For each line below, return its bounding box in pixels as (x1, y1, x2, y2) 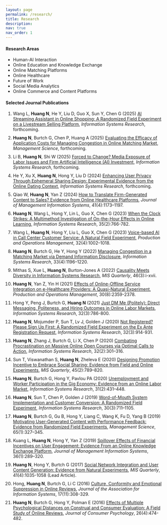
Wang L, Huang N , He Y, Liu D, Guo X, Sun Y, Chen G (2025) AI (12, 111, 142, 117)
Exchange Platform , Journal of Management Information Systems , (12, 448, 149, 454)
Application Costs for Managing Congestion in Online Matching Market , (12, 140, 159, 146)
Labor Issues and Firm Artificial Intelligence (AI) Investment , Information (12, 159, 160, 165)
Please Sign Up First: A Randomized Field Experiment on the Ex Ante (12, 324, 153, 330)
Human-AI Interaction (12, 57, 57, 63)
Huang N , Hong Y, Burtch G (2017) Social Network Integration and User (12, 462, 159, 468)
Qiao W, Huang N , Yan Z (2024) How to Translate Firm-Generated (12, 192, 148, 197)
